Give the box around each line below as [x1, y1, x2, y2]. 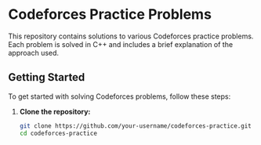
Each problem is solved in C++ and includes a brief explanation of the [8, 39, 234, 49]
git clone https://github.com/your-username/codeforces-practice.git [19, 121, 252, 130]
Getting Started [8, 71, 85, 84]
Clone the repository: [19, 107, 91, 116]
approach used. [8, 48, 60, 57]
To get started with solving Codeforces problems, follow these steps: [8, 92, 231, 101]
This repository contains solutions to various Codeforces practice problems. [8, 31, 254, 41]
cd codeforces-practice [19, 129, 98, 137]
